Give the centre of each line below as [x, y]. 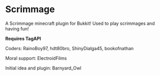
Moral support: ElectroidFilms [36, 58]
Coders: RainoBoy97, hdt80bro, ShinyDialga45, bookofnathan [69, 48]
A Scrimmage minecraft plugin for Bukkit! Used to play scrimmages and [80, 23]
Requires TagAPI [23, 39]
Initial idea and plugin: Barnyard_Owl [43, 68]
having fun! [17, 28]
